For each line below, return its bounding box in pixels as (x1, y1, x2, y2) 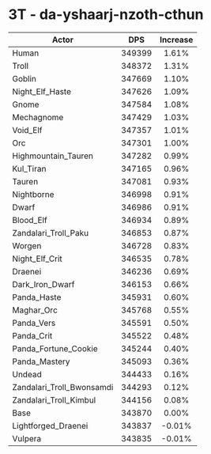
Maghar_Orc (12, 305, 58, 316)
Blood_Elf (12, 214, 47, 225)
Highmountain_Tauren (12, 150, 93, 161)
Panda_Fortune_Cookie (12, 342, 98, 354)
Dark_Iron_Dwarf (12, 278, 75, 289)
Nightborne (12, 188, 55, 199)
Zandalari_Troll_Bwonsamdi (12, 381, 114, 392)
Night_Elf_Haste (12, 85, 72, 96)
